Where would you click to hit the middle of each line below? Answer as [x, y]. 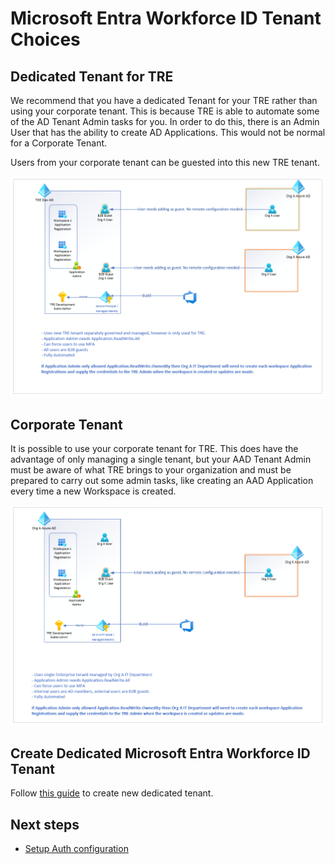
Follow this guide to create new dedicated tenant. [112, 793]
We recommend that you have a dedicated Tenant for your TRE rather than [164, 100]
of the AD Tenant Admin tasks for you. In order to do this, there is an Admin [165, 121]
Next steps [45, 824]
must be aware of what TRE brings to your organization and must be [151, 470]
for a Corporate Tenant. [59, 143]
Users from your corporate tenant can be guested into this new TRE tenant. [165, 162]
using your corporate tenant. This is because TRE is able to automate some [165, 111]
